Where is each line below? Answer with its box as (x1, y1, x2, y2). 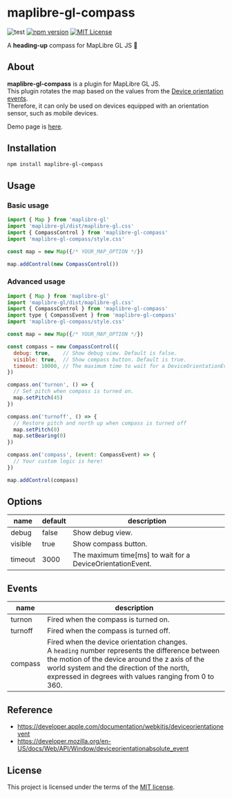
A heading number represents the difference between (47, 646, 220, 656)
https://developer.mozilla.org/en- (17, 737, 112, 745)
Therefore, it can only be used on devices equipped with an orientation (7, 102, 209, 110)
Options (7, 496, 43, 508)
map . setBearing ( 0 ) (13, 432, 67, 440)
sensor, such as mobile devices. (7, 109, 99, 117)
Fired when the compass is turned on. (47, 615, 170, 624)
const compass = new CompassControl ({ (7, 343, 119, 350)
